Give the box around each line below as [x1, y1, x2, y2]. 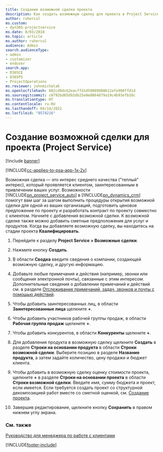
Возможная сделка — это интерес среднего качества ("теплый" [5, 176, 139, 182]
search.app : [5, 66, 30, 71]
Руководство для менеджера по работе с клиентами [5, 432, 116, 438]
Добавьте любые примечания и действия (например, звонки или [12, 271, 148, 277]
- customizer [5, 57, 32, 62]
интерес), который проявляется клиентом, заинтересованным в [5, 182, 138, 187]
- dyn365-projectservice [5, 25, 56, 30]
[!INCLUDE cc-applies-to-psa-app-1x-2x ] [5, 167, 87, 173]
